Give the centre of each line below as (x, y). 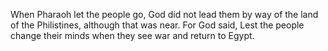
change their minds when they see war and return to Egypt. (132, 35)
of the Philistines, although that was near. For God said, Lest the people (157, 25)
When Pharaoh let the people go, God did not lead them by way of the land (164, 14)
